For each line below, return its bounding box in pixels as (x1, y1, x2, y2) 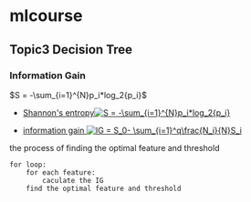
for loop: (9, 160, 47, 169)
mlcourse (9, 5, 83, 26)
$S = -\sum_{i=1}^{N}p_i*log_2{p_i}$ (9, 89, 148, 100)
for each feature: (26, 167, 96, 177)
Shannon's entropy (22, 106, 95, 118)
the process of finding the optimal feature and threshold (9, 142, 220, 153)
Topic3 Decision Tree (9, 42, 133, 57)
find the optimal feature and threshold (26, 184, 182, 193)
